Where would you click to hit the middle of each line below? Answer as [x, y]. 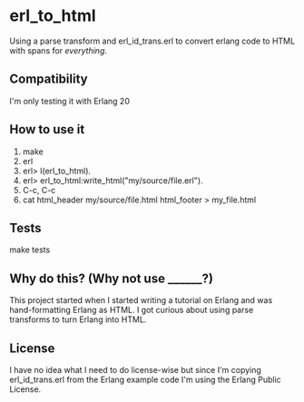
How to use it [47, 129]
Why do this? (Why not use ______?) [111, 278]
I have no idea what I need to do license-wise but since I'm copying [135, 370]
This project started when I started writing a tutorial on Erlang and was [141, 300]
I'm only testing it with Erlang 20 [69, 101]
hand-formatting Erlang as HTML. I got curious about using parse [132, 310]
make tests [30, 250]
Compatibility [49, 79]
